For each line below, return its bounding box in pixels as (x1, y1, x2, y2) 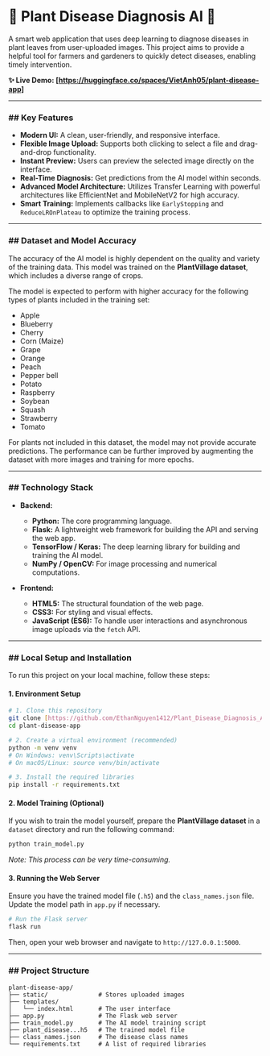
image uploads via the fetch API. (31, 624, 141, 634)
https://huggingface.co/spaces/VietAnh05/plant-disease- (58, 75, 260, 85)
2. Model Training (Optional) (8, 798, 104, 808)
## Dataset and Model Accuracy (8, 235, 137, 247)
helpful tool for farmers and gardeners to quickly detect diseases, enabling (8, 51, 256, 60)
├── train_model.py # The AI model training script (8, 1019, 207, 1027)
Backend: (19, 500, 53, 510)
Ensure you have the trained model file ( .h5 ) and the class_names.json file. (8, 891, 255, 901)
